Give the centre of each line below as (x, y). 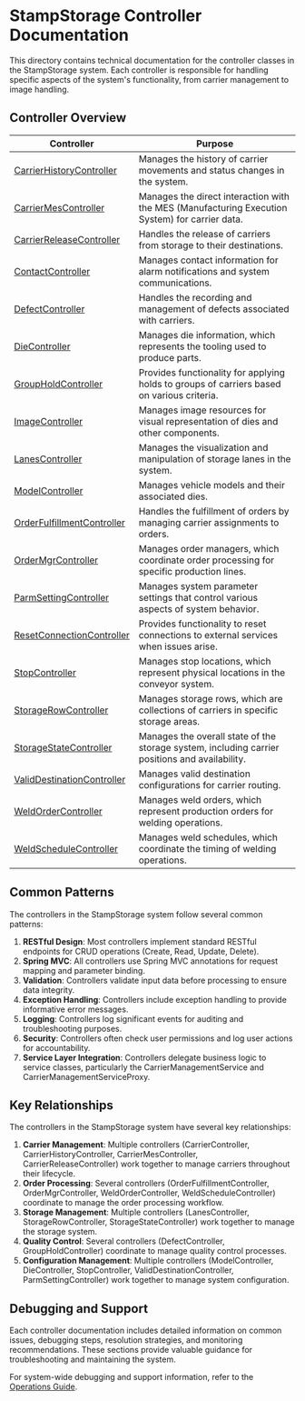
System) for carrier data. (191, 219)
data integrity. (49, 990)
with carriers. (167, 320)
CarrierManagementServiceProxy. (86, 1076)
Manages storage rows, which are (211, 698)
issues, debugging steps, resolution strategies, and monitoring (126, 1340)
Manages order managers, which (209, 548)
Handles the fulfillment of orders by (214, 511)
